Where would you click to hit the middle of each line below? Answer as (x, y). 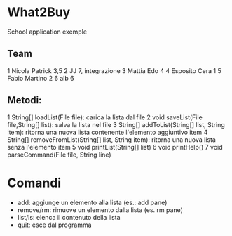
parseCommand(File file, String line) (59, 155)
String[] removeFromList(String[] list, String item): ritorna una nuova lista (111, 139)
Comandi (34, 183)
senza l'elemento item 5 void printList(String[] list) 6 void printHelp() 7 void (115, 147)
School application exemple (47, 32)
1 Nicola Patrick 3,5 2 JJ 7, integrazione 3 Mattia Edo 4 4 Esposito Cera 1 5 (115, 70)
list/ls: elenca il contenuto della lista (69, 217)
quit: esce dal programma (55, 225)
